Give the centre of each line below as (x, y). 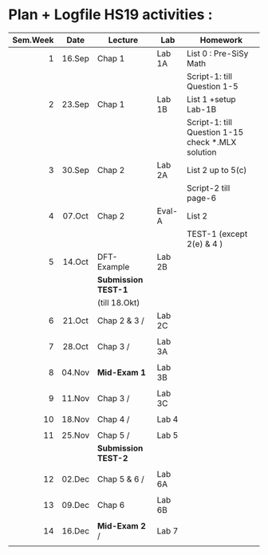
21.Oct (76, 321)
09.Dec (76, 505)
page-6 (201, 198)
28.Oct (76, 346)
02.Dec (76, 478)
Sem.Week (33, 40)
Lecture (123, 40)
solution (201, 152)
